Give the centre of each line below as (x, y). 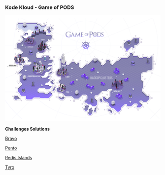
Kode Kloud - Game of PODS (40, 7)
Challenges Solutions (28, 129)
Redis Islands (18, 158)
